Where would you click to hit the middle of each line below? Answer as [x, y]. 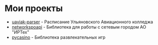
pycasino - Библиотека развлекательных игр [59, 37]
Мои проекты [34, 8]
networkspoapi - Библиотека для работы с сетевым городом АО [79, 27]
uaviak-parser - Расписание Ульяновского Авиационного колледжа [82, 22]
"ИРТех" [20, 32]
